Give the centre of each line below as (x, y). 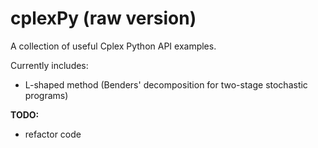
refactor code (53, 134)
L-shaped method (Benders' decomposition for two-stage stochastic (166, 84)
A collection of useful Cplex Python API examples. (113, 46)
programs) (46, 95)
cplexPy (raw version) (103, 18)
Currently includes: (49, 65)
